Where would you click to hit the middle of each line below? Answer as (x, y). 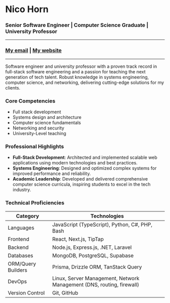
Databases (20, 255)
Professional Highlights (35, 146)
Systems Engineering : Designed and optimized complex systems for (84, 168)
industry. (22, 190)
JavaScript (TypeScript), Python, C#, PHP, (102, 225)
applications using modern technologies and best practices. (75, 163)
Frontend (18, 239)
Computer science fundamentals (47, 123)
